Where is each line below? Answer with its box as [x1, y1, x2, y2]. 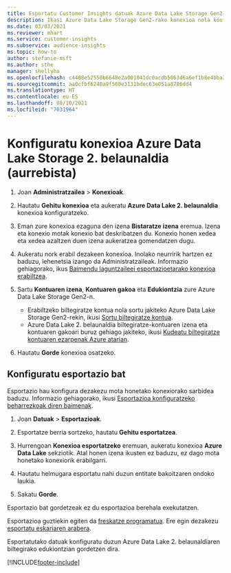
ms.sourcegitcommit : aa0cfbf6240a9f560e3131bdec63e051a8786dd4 [7, 81, 192, 87]
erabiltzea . [16, 271, 47, 280]
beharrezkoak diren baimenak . [7, 401, 94, 410]
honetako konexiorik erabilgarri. [16, 456, 108, 464]
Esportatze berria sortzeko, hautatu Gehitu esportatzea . [16, 428, 177, 436]
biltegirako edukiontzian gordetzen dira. [7, 545, 120, 553]
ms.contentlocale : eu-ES [7, 94, 78, 101]
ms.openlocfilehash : [7, 74, 67, 81]
